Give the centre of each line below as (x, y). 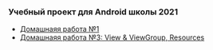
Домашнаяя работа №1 (59, 29)
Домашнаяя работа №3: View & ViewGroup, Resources (112, 37)
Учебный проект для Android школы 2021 (93, 12)
